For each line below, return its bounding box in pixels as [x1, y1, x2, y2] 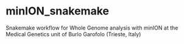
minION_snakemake [5, 4, 109, 18]
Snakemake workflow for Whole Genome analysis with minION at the [5, 24, 179, 31]
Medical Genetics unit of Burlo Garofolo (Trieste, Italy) [5, 30, 141, 37]
